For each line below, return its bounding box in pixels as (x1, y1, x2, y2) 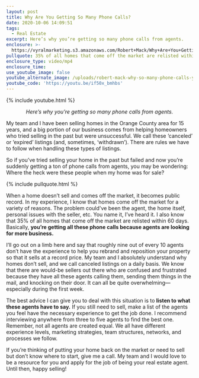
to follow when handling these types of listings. (6, 145, 121, 152)
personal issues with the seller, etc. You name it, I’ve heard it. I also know (6, 211, 185, 218)
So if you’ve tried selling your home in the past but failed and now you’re (6, 157, 184, 163)
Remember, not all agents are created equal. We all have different (6, 322, 166, 329)
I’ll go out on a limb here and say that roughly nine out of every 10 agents (6, 242, 184, 248)
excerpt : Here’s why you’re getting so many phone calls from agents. (6, 36, 184, 42)
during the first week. (32, 285, 85, 293)
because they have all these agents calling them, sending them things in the (6, 273, 191, 279)
